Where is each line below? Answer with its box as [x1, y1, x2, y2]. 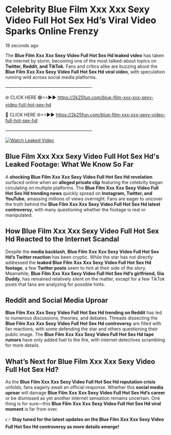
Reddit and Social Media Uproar [5, 296, 109, 305]
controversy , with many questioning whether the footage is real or [5, 206, 146, 212]
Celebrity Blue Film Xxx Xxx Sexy [5, 4, 150, 15]
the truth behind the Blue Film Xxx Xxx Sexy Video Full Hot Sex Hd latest [5, 201, 160, 207]
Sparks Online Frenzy [5, 26, 99, 37]
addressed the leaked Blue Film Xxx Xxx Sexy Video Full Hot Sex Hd [5, 259, 152, 265]
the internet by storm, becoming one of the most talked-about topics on [5, 57, 157, 64]
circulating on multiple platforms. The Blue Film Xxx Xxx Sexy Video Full [5, 185, 159, 191]
